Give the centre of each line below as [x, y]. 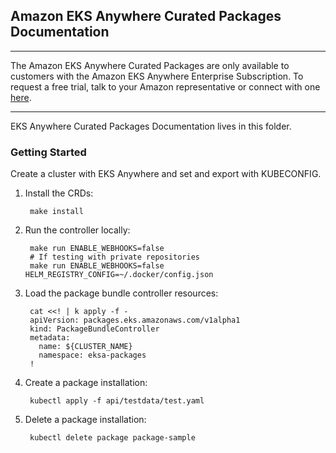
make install [56, 212]
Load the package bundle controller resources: [121, 293]
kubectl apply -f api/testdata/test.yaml [117, 401]
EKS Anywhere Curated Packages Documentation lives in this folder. [151, 126]
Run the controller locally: [77, 230]
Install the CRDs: [59, 193]
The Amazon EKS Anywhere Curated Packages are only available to [150, 65]
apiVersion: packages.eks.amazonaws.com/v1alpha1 [135, 320]
